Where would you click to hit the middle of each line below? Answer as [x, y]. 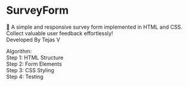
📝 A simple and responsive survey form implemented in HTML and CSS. [95, 27]
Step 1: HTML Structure [35, 57]
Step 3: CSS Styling [30, 70]
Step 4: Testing [25, 76]
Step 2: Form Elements [34, 64]
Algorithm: [19, 51]
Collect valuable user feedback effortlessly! [60, 33]
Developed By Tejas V [33, 39]
